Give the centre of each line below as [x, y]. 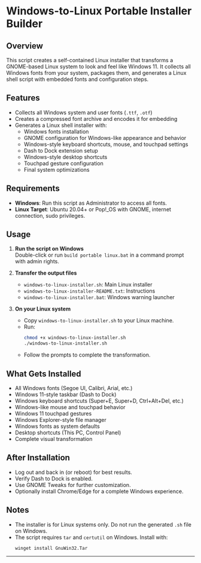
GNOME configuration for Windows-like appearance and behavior [105, 138]
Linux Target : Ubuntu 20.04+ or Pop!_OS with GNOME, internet [93, 209]
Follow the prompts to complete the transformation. [87, 355]
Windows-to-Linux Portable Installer [99, 11]
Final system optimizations [57, 169]
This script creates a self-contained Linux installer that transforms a [90, 60]
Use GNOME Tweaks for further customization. [73, 485]
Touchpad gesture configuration [63, 163]
